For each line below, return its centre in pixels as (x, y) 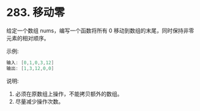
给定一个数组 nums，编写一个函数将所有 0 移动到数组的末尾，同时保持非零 (100, 30)
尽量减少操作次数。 (39, 101)
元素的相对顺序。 (28, 38)
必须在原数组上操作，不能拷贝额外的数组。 (69, 94)
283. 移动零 (36, 13)
